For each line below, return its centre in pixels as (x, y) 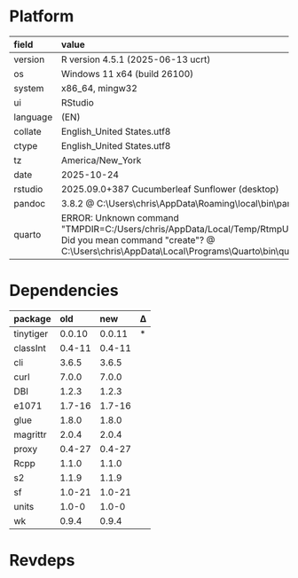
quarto (27, 234)
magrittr (30, 434)
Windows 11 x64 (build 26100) (127, 74)
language (33, 117)
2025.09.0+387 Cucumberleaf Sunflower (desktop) (170, 189)
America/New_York (101, 160)
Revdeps (42, 561)
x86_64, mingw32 (99, 88)
